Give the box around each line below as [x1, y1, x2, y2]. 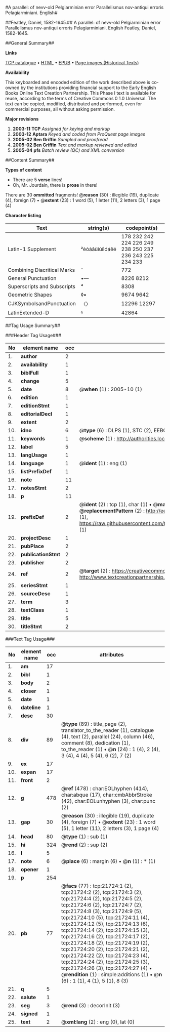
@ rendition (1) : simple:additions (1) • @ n [61, 971, 162, 978]
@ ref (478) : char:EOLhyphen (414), [61, 785, 149, 792]
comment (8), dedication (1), [61, 739, 131, 746]
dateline [21, 704, 41, 711]
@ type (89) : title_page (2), [61, 721, 127, 727]
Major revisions [5, 116, 39, 122]
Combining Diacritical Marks [8, 267, 75, 273]
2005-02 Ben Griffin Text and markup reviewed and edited [12, 142, 138, 148]
